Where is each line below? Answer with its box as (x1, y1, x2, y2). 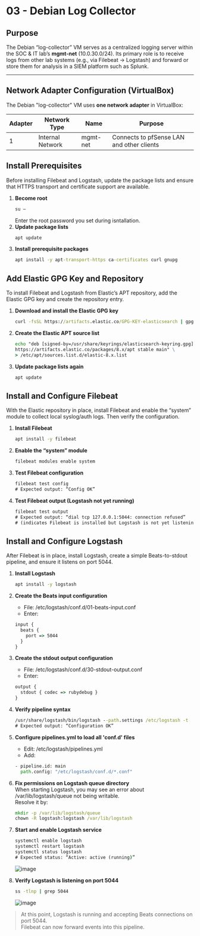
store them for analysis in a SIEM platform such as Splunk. (6, 63, 149, 70)
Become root (14, 194, 48, 202)
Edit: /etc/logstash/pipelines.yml (23, 745, 103, 752)
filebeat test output (14, 509, 68, 515)
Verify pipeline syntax (14, 706, 71, 713)
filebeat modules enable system (14, 458, 95, 464)
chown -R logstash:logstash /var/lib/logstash (14, 816, 133, 822)
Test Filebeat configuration (14, 469, 84, 476)
